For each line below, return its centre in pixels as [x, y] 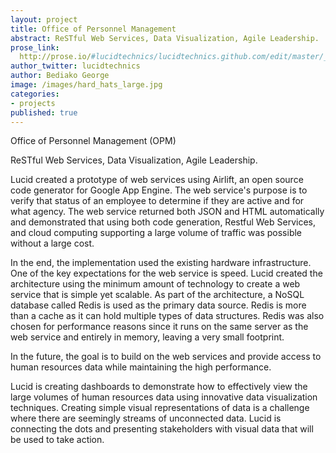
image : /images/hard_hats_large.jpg [86, 85]
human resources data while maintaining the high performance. [141, 367]
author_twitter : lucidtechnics [75, 66]
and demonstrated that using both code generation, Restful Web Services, [163, 222]
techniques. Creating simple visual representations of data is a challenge [160, 408]
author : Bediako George [60, 76]
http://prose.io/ [55, 57]
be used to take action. [57, 440]
